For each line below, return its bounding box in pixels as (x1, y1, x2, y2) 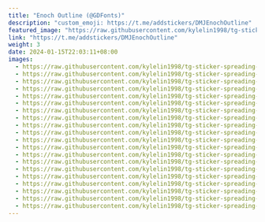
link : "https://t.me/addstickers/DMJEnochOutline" (8, 33, 178, 42)
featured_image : (8, 26, 62, 34)
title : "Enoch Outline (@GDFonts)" (8, 11, 125, 20)
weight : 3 (8, 41, 41, 49)
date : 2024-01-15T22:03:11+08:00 (8, 48, 118, 56)
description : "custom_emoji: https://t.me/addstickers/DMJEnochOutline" (8, 19, 252, 27)
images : (8, 56, 34, 64)
